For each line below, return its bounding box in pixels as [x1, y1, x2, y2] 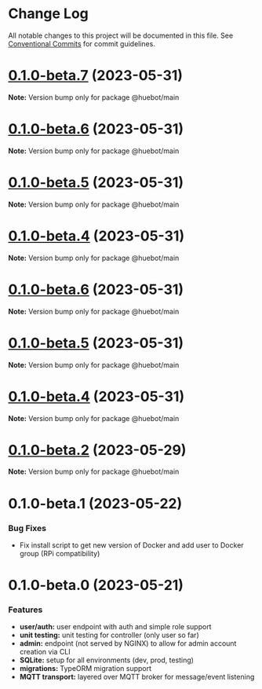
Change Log [8, 5, 89, 23]
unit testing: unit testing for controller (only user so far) [19, 630, 199, 640]
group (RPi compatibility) [19, 548, 100, 558]
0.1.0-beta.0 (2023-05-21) [8, 577, 184, 594]
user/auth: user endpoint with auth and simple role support [19, 622, 212, 632]
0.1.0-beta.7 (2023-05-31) [8, 67, 183, 85]
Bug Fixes [8, 522, 47, 533]
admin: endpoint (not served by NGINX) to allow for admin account [19, 639, 237, 648]
